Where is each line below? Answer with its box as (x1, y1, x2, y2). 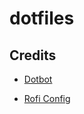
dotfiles (9, 7, 75, 30)
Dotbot (23, 73, 53, 85)
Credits (9, 47, 57, 64)
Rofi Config (23, 93, 71, 104)
